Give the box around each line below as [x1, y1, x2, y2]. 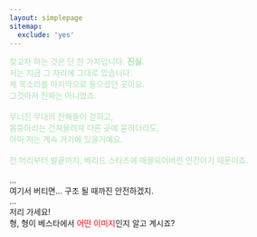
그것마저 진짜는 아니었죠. [9, 90, 97, 101]
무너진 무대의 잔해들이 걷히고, [9, 111, 114, 123]
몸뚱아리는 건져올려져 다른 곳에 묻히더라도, [9, 123, 160, 133]
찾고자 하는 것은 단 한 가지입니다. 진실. [9, 56, 145, 67]
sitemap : [9, 22, 43, 31]
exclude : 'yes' [17, 30, 75, 39]
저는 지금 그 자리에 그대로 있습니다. [9, 67, 133, 78]
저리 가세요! [9, 206, 52, 218]
